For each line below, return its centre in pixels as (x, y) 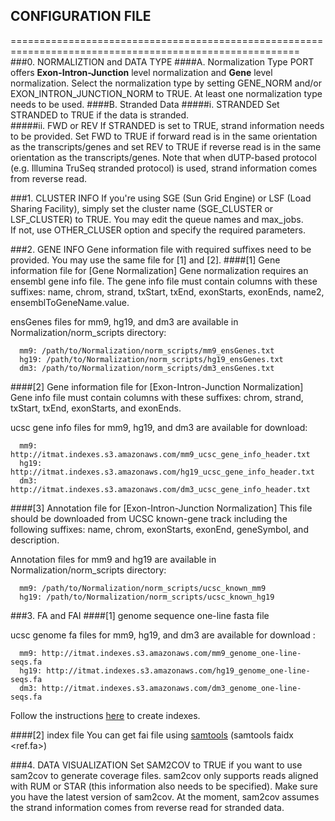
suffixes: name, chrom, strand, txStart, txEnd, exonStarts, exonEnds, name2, (167, 291)
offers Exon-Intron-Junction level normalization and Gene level (141, 72)
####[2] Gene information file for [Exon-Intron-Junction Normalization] (157, 386)
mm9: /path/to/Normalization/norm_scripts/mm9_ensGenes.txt (147, 350)
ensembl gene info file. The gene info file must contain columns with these (164, 281)
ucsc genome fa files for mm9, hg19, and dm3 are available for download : (163, 635)
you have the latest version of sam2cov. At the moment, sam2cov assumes (165, 796)
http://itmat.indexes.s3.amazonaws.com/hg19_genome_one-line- (178, 670)
